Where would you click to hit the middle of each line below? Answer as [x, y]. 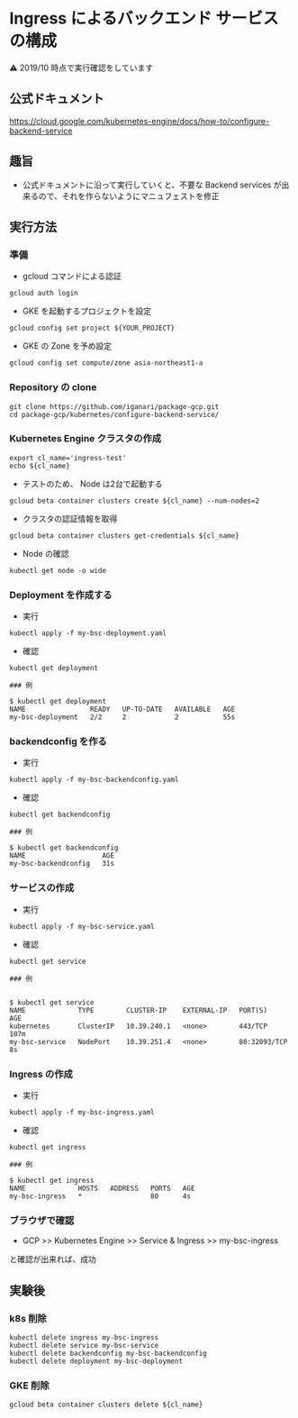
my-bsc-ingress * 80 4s [100, 1196]
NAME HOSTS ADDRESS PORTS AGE [102, 1189]
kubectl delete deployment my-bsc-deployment [96, 1361]
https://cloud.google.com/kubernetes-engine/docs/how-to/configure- [140, 121]
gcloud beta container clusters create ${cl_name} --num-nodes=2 [134, 501]
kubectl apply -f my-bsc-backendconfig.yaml [94, 780]
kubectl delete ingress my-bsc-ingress [84, 1338]
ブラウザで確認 [42, 1220]
